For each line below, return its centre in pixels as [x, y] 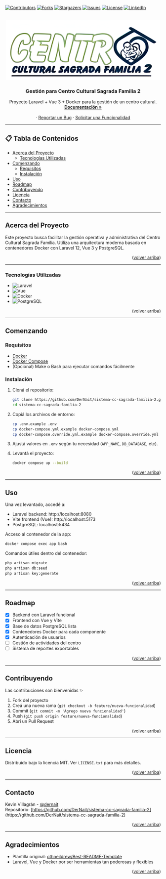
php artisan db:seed [26, 568]
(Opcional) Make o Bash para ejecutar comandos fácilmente [73, 366]
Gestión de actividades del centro [47, 643]
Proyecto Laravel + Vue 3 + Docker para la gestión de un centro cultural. [83, 102]
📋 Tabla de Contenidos [42, 138]
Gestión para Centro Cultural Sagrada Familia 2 [83, 91]
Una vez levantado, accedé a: [35, 504]
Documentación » [83, 107]
